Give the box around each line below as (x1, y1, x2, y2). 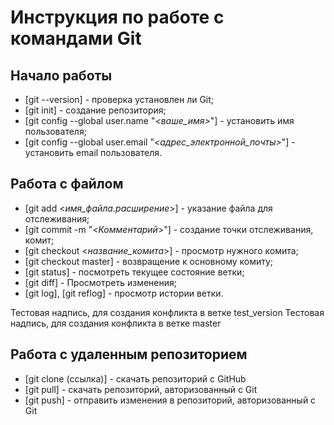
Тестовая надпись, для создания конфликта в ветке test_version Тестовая (10, 306, 325, 318)
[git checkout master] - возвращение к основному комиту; (24, 255, 274, 267)
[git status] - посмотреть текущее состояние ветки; (24, 266, 245, 278)
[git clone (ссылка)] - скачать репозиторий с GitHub (24, 372, 247, 385)
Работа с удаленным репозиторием (10, 346, 248, 363)
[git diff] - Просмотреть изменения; (24, 276, 177, 288)
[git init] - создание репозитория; (24, 104, 167, 116)
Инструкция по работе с (10, 6, 225, 29)
